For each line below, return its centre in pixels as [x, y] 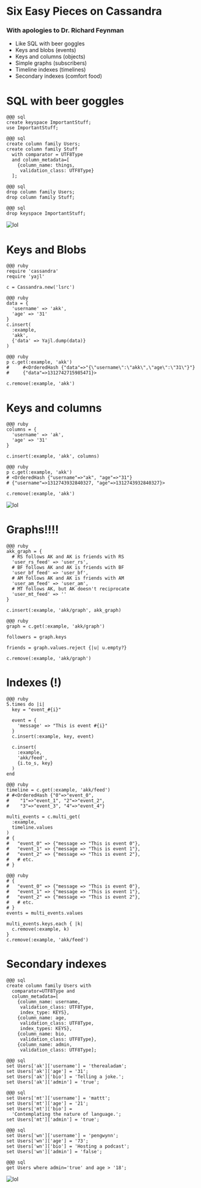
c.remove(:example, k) [41, 929]
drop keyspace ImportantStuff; [46, 213]
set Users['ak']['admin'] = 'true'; [53, 1082]
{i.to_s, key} [35, 763]
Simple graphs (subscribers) [51, 63]
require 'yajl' [26, 277]
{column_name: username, [49, 1002]
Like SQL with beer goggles [50, 43]
